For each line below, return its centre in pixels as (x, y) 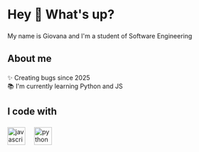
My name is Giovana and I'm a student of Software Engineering (100, 36)
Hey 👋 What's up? (61, 15)
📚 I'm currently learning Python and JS (65, 86)
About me (29, 59)
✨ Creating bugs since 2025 (49, 78)
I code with (32, 111)
